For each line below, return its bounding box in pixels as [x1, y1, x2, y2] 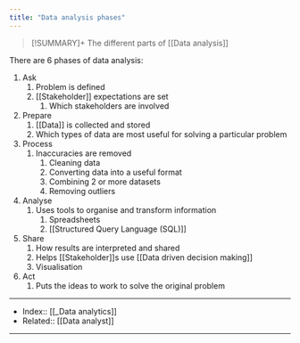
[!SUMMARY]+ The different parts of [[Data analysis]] [30, 37, 229, 48]
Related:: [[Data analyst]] [21, 315, 114, 326]
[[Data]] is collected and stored [35, 119, 151, 130]
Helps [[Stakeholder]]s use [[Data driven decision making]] [35, 251, 253, 263]
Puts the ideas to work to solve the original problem [35, 280, 226, 290]
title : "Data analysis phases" [9, 12, 126, 22]
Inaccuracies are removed [35, 148, 132, 159]
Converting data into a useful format [48, 167, 183, 177]
